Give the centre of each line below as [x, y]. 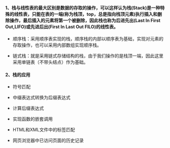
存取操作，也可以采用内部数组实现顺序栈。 [57, 45]
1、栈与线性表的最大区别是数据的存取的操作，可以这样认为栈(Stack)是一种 [83, 8]
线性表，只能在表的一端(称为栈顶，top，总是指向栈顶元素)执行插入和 [86, 14]
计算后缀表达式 [28, 108]
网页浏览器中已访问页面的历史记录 [48, 140]
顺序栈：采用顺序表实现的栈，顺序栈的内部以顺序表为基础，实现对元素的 [88, 39]
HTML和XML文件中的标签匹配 [44, 130]
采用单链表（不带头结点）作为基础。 [50, 62]
